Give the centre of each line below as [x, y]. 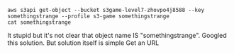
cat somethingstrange [39, 22]
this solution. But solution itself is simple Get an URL [83, 43]
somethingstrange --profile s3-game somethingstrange [89, 16]
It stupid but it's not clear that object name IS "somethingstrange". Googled [117, 35]
